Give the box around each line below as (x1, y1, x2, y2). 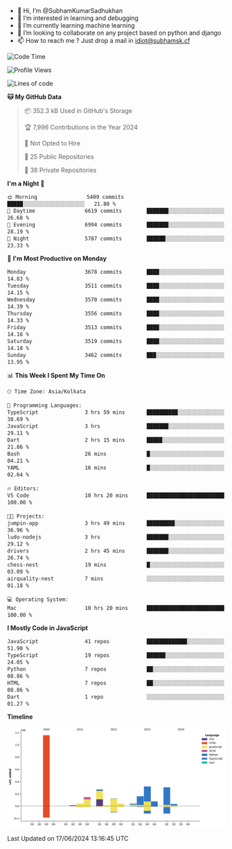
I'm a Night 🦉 (7, 180, 45, 187)
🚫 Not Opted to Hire (24, 139, 81, 147)
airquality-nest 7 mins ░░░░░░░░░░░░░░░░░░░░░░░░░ (7, 575, 225, 582)
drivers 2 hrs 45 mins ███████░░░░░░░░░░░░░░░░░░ (7, 548, 225, 554)
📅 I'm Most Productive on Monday (7, 254, 107, 263)
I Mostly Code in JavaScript (7, 624, 89, 632)
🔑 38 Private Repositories (24, 166, 97, 174)
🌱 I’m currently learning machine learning (17, 21, 135, 29)
